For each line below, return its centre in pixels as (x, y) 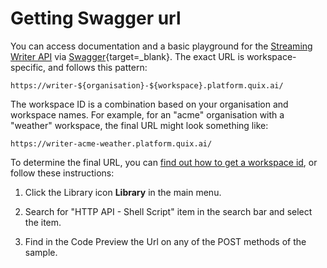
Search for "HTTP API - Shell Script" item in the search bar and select (168, 211)
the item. (43, 222)
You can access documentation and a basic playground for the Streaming (161, 46)
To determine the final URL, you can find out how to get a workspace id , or (164, 162)
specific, (28, 67)
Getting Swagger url (96, 18)
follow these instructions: (62, 173)
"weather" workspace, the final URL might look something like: (139, 125)
